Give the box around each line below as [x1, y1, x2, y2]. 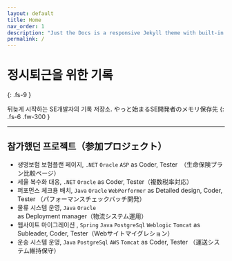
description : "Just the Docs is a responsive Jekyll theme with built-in [7, 29, 224, 36]
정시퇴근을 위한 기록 [7, 67, 114, 83]
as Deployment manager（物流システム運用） [17, 211, 148, 220]
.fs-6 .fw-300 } [7, 113, 50, 121]
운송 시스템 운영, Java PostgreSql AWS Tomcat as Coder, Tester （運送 [17, 238, 209, 246]
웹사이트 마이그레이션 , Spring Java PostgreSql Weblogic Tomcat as [17, 220, 200, 229]
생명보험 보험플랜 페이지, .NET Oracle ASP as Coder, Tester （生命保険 [17, 160, 211, 169]
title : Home [7, 17, 41, 23]
